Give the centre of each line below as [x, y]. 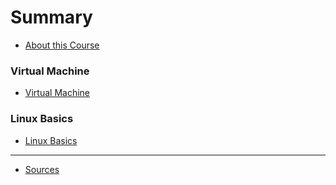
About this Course [62, 45]
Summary [51, 17]
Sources [42, 169]
